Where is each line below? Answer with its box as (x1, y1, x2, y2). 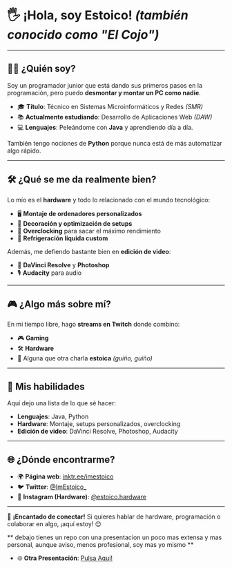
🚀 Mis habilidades (7, 380, 85, 392)
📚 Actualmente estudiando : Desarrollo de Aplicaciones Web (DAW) (17, 113, 213, 121)
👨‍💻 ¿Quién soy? (7, 63, 76, 75)
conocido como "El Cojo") (7, 27, 159, 43)
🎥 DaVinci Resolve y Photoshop (17, 260, 110, 269)
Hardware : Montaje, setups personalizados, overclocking (17, 420, 181, 428)
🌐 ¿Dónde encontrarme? (7, 454, 115, 465)
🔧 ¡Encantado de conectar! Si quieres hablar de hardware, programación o (7, 512, 221, 521)
